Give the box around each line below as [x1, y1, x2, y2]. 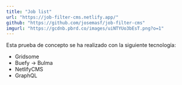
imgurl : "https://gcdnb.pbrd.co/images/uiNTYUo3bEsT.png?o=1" [6, 25, 164, 32]
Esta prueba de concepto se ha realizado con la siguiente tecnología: [6, 42, 176, 49]
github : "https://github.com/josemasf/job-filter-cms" [6, 20, 146, 26]
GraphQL [14, 72, 38, 79]
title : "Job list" [6, 8, 52, 15]
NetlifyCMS [14, 66, 44, 73]
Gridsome [14, 53, 39, 60]
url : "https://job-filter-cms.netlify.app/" [6, 14, 119, 20]
